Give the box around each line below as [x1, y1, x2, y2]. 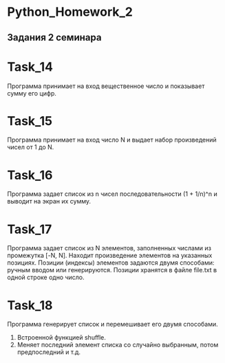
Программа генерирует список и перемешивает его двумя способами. [7, 320, 218, 329]
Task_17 [7, 221, 52, 237]
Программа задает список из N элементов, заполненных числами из [7, 244, 212, 252]
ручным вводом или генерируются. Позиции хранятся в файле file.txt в [7, 266, 217, 274]
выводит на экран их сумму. [7, 197, 92, 206]
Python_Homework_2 [7, 4, 133, 20]
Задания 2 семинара [7, 32, 102, 43]
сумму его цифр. [7, 89, 56, 97]
